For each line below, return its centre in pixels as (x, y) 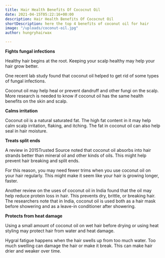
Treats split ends (23, 140)
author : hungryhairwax (28, 33)
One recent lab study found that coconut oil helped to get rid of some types (82, 76)
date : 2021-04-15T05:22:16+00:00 (40, 14)
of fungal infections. (25, 81)
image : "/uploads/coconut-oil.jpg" (42, 28)
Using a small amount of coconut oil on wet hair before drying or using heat (82, 226)
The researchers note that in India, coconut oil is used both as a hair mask (80, 201)
